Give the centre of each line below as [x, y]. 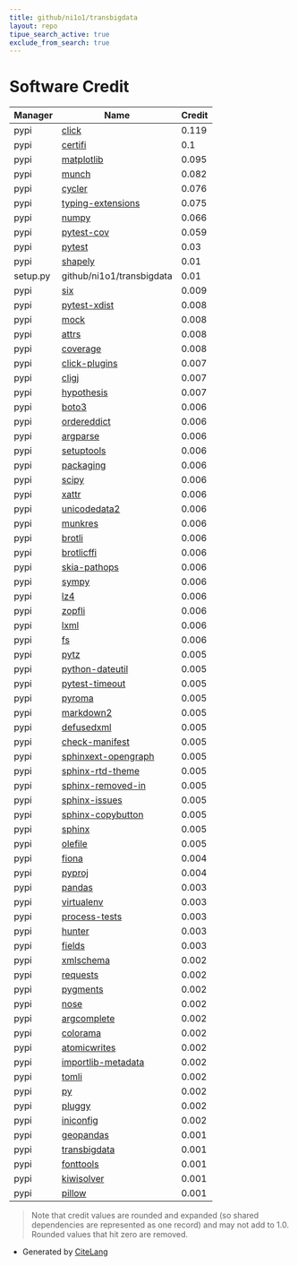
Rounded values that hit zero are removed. [110, 1235]
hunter [75, 931]
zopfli [73, 611]
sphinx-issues [92, 800]
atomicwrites [89, 1047]
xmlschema [85, 960]
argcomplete [88, 1019]
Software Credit [69, 87]
